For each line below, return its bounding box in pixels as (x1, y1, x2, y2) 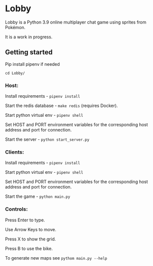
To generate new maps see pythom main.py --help (5, 255, 107, 261)
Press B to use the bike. (5, 245, 53, 251)
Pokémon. (5, 24, 25, 30)
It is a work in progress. (5, 34, 52, 40)
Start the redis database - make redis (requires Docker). (5, 103, 118, 108)
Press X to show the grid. (5, 236, 56, 242)
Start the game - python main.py (5, 193, 70, 199)
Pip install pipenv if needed (5, 61, 60, 67)
